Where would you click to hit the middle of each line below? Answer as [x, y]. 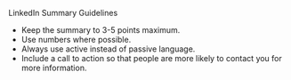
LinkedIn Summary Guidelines [63, 13]
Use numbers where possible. [76, 40]
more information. [54, 68]
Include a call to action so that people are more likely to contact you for [151, 58]
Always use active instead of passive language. [108, 49]
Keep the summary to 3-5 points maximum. [101, 30]
